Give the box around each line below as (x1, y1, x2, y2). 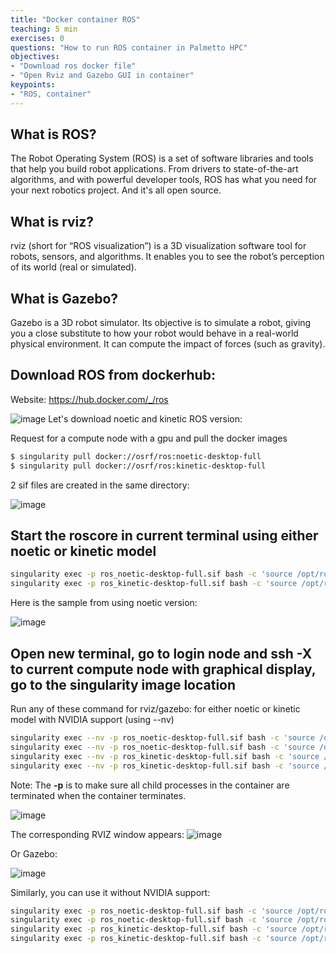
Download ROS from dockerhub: (10, 367, 216, 384)
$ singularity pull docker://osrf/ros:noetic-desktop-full (10, 451, 262, 461)
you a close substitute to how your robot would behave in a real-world (10, 327, 299, 340)
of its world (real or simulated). (10, 261, 137, 273)
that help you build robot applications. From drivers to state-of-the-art (10, 163, 299, 175)
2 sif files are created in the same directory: (10, 479, 190, 491)
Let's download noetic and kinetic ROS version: (48, 412, 243, 425)
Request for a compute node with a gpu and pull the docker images (10, 432, 288, 444)
